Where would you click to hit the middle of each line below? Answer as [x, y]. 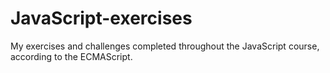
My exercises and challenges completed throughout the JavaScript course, [165, 46]
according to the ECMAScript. [71, 56]
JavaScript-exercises [101, 18]
